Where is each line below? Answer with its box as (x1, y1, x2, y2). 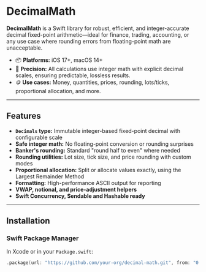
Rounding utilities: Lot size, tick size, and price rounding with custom (15, 153, 191, 161)
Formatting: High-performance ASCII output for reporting (15, 179, 161, 186)
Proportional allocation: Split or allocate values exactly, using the (15, 166, 181, 173)
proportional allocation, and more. (15, 87, 101, 94)
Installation (6, 216, 50, 226)
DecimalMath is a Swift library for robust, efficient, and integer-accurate (6, 25, 189, 32)
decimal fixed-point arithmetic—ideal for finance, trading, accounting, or (6, 31, 189, 38)
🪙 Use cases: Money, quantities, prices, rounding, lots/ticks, (15, 78, 170, 86)
